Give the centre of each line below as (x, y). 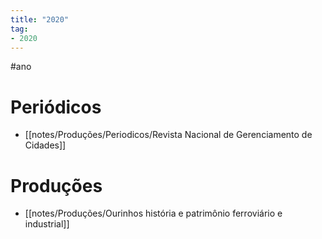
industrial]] (47, 224)
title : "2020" (40, 19)
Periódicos (56, 107)
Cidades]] (45, 145)
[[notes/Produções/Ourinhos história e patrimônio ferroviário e (153, 213)
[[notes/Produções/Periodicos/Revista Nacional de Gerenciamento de (168, 135)
